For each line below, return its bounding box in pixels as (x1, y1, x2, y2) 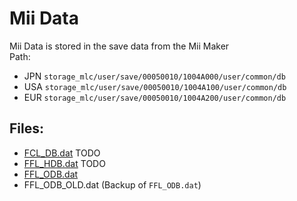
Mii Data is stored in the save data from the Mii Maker (9, 40, 230, 52)
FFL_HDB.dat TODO (23, 157, 106, 169)
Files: (9, 120, 44, 137)
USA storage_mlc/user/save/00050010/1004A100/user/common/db (23, 80, 287, 92)
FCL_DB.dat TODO (23, 147, 101, 159)
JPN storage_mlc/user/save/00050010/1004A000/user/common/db (23, 70, 286, 82)
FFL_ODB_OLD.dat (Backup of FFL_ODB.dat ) (23, 178, 202, 191)
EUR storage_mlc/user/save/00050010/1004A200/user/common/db (23, 91, 287, 103)
